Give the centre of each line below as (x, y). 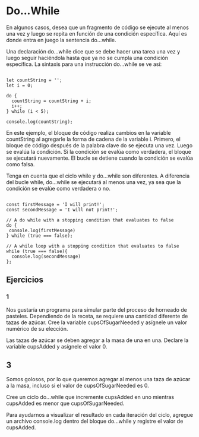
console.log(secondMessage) (46, 256)
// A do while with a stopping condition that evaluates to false (90, 220)
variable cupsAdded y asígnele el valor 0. (57, 346)
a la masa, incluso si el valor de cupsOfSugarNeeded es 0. (78, 386)
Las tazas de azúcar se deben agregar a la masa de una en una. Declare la (97, 340)
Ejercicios (25, 280)
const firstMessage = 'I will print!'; (56, 204)
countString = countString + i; (52, 101)
